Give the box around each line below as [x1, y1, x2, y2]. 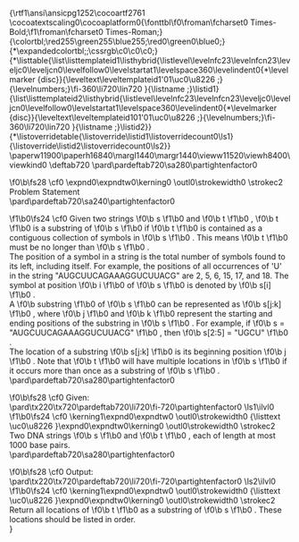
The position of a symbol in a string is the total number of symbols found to [9, 251, 286, 262]
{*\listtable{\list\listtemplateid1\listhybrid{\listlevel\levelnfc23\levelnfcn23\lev [9, 55, 291, 65]
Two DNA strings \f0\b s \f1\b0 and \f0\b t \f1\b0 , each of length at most [9, 430, 277, 441]
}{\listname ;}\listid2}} [71, 122, 152, 132]
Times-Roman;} [105, 27, 163, 37]
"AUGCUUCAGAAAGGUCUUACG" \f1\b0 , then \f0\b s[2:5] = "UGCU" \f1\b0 [9, 327, 288, 338]
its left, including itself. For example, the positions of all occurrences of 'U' [9, 261, 283, 271]
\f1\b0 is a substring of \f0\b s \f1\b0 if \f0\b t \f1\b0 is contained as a [9, 223, 263, 233]
